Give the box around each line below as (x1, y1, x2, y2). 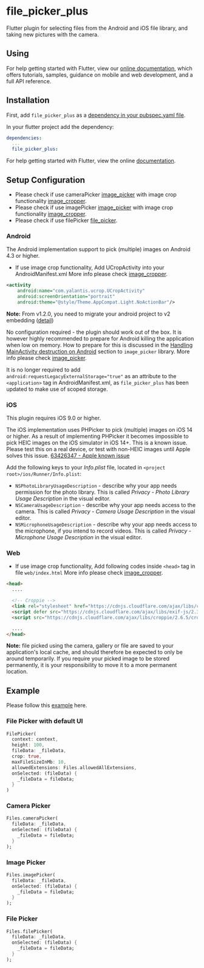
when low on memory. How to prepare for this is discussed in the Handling (6, 341, 193, 348)
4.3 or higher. (6, 252, 40, 260)
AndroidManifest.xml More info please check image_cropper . (15, 271, 168, 278)
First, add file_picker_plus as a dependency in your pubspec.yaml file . (6, 111, 186, 119)
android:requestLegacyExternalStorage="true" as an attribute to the (6, 372, 177, 379)
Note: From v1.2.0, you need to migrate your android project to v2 (6, 310, 171, 317)
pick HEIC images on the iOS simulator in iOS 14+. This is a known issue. (6, 439, 188, 446)
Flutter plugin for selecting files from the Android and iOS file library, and (6, 24, 188, 32)
